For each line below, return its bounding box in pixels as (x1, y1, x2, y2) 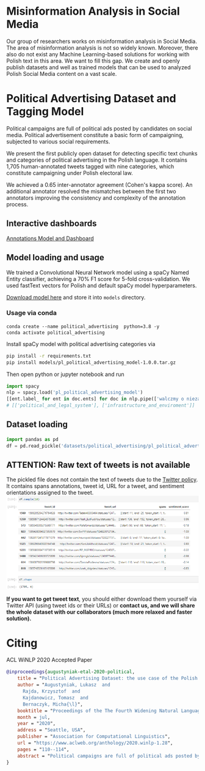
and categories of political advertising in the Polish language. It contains (6, 156, 188, 164)
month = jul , (17, 714, 51, 720)
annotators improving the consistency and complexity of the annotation (6, 194, 186, 201)
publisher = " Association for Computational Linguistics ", (17, 734, 171, 740)
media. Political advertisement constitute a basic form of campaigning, (6, 131, 184, 138)
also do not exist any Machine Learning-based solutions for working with (6, 50, 190, 58)
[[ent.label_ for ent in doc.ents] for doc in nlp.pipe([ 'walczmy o (6, 396, 184, 402)
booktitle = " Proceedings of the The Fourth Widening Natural (17, 707, 179, 714)
